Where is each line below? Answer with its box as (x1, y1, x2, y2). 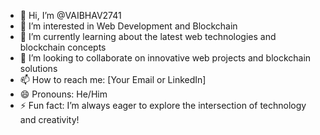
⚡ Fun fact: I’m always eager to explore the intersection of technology (19, 100, 307, 111)
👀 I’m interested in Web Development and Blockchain (19, 20, 238, 32)
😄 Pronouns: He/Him (19, 88, 108, 100)
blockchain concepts (19, 41, 107, 53)
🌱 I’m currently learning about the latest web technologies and (19, 31, 277, 42)
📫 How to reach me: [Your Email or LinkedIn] (19, 74, 207, 85)
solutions (19, 63, 58, 74)
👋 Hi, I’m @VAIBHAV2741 (19, 10, 122, 21)
